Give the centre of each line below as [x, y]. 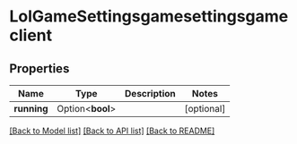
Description [150, 93]
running [31, 109]
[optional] [205, 109]
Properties [39, 68]
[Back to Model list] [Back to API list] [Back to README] [112, 131]
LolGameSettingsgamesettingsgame [149, 17]
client [31, 35]
